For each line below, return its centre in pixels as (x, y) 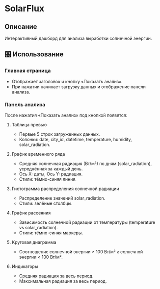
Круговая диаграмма (34, 242)
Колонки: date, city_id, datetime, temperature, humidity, (75, 139)
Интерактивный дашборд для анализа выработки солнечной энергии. (78, 38)
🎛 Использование (34, 54)
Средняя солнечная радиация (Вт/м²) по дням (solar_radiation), (85, 163)
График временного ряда (38, 154)
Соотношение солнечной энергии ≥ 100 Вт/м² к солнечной (81, 252)
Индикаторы (25, 266)
